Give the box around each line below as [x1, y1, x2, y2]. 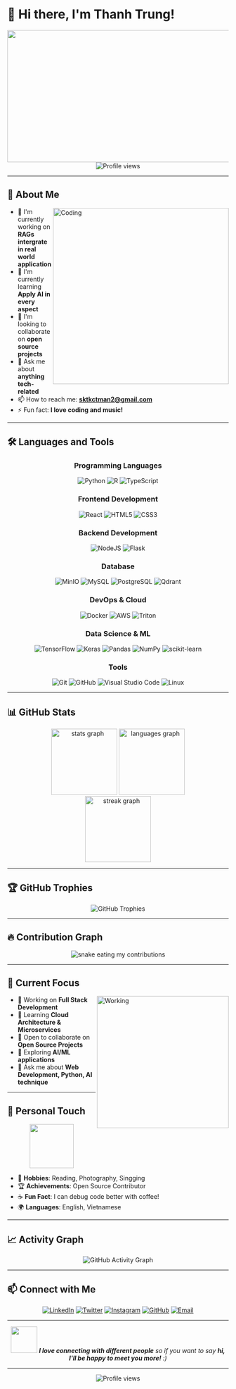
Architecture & [17, 1018, 62, 1027]
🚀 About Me [7, 189, 60, 201]
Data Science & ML [85, 628, 151, 638]
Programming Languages [73, 461, 163, 471]
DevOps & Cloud [89, 595, 147, 605]
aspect [17, 304, 39, 313]
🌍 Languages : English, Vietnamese [17, 1203, 122, 1212]
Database [101, 561, 135, 571]
